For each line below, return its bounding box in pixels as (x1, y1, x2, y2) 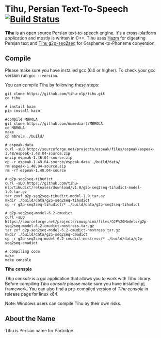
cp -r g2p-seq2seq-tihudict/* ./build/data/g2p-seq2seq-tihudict (5, 202, 140, 207)
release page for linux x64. (5, 291, 59, 297)
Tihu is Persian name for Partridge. (5, 327, 75, 333)
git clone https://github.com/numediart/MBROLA (5, 121, 103, 126)
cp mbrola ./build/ (5, 134, 45, 139)
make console (5, 257, 32, 263)
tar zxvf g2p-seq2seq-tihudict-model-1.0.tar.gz (5, 193, 105, 198)
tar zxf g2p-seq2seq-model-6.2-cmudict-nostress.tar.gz (5, 227, 120, 232)
